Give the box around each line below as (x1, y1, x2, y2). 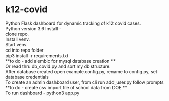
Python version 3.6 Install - (5, 25, 62, 31)
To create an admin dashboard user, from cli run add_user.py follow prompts (5, 79, 164, 85)
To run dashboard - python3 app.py (5, 90, 80, 96)
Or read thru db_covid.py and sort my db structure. (5, 63, 111, 69)
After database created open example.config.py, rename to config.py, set (5, 68, 157, 74)
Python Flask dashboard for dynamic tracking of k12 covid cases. (5, 20, 141, 26)
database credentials (5, 74, 49, 80)
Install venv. (5, 36, 30, 42)
